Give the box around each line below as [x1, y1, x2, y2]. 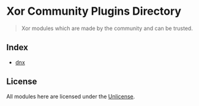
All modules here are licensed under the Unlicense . [6, 93, 135, 100]
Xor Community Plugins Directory [6, 4, 182, 18]
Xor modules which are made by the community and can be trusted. [21, 25, 193, 32]
